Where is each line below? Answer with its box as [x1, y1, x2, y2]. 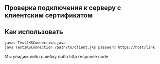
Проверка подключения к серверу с [4, 4, 121, 12]
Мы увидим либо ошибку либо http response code [4, 53, 108, 59]
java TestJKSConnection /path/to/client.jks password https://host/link [4, 45, 155, 50]
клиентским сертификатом [4, 12, 93, 20]
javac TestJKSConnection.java [4, 40, 66, 45]
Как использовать [4, 27, 64, 36]
